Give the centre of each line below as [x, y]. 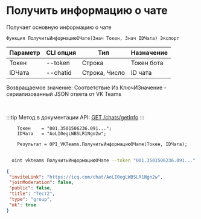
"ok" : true [22, 205]
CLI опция [61, 52]
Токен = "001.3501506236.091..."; [65, 128]
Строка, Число [104, 72]
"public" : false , [30, 188]
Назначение [149, 52]
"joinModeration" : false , [41, 182]
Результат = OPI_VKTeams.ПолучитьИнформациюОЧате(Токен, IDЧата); [102, 144]
